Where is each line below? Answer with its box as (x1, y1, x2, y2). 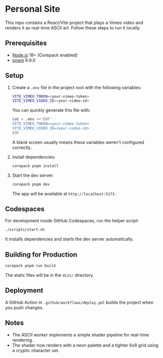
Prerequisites (5, 39, 47, 48)
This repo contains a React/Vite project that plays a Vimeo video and (5, 20, 143, 25)
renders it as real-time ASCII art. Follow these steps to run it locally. (5, 24, 141, 30)
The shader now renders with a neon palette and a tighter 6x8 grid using (12, 342, 159, 348)
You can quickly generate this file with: (12, 107, 91, 113)
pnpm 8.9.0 (12, 57, 36, 63)
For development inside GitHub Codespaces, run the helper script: (5, 218, 139, 224)
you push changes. (5, 305, 44, 310)
